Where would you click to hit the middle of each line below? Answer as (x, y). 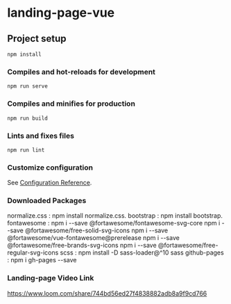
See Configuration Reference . (50, 183)
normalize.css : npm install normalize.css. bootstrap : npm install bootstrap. (115, 216)
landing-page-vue (61, 13)
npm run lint (26, 150)
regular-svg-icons (33, 253)
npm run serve (28, 86)
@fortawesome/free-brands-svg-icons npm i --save (82, 246)
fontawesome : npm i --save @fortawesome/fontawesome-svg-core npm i (114, 223)
